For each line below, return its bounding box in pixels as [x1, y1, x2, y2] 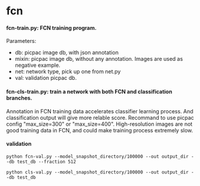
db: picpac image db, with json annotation [14, 49, 119, 56]
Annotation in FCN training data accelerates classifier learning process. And [6, 107, 193, 114]
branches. [6, 94, 32, 101]
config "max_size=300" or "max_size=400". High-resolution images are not [6, 120, 193, 128]
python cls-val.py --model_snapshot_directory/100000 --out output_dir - [6, 169, 195, 175]
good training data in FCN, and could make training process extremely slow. [6, 126, 193, 134]
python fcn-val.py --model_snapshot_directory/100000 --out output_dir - [6, 153, 195, 159]
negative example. [14, 61, 61, 69]
